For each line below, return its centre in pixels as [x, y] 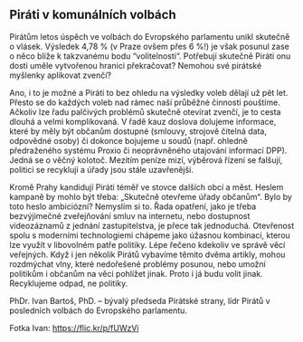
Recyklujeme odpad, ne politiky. [69, 283]
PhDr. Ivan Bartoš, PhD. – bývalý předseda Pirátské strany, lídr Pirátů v [140, 300]
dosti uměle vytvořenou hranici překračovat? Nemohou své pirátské [136, 65]
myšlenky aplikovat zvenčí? [60, 75]
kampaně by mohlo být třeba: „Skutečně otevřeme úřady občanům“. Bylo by [151, 196]
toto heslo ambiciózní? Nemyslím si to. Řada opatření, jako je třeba [133, 206]
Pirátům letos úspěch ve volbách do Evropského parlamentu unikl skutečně [150, 36]
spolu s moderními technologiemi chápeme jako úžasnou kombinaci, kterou [150, 235]
